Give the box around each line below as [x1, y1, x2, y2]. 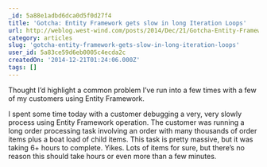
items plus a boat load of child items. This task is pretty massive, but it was [8, 134, 253, 144]
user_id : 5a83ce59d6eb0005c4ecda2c [8, 49, 126, 56]
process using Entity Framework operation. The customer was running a [8, 117, 245, 127]
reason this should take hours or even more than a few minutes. [8, 151, 217, 161]
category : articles [8, 33, 73, 42]
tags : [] [8, 64, 37, 72]
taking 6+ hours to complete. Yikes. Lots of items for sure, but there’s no [8, 142, 245, 152]
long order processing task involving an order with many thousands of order [8, 126, 257, 135]
